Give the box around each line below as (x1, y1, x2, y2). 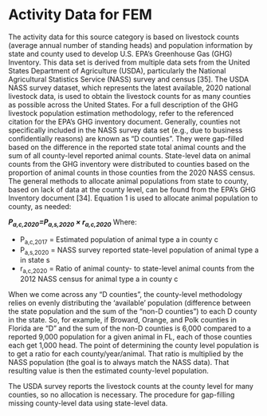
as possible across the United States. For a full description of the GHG (8, 100, 239, 109)
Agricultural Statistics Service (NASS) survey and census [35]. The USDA (8, 74, 249, 84)
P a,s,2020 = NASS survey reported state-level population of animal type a (19, 245, 259, 256)
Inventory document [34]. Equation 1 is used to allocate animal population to (8, 193, 258, 203)
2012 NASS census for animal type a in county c (19, 274, 179, 284)
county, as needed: (8, 201, 72, 211)
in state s (19, 256, 50, 265)
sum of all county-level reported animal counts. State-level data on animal (8, 150, 251, 160)
